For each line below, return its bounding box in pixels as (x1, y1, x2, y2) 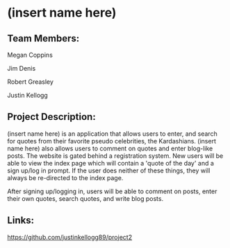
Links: (7, 215, 35, 227)
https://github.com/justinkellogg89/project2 (7, 233, 133, 241)
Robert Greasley (7, 78, 54, 86)
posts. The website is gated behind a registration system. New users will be (7, 151, 224, 160)
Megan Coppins (7, 51, 54, 59)
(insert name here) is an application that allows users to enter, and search (7, 130, 217, 138)
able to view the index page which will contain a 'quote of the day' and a (7, 159, 214, 167)
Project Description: (7, 111, 96, 123)
